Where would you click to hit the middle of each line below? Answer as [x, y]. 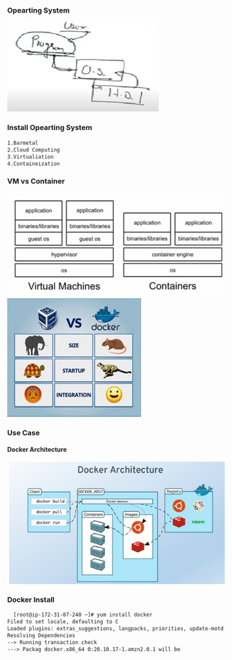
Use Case [23, 433]
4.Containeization [33, 164]
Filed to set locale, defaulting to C [63, 622]
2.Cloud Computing [33, 150]
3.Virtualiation [30, 157]
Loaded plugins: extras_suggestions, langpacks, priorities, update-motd [116, 629]
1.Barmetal [23, 143]
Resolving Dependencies [41, 636]
